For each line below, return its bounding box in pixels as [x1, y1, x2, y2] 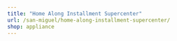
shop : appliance [7, 23, 55, 30]
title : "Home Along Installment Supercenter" [7, 10, 142, 17]
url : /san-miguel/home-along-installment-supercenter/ [7, 17, 171, 24]
